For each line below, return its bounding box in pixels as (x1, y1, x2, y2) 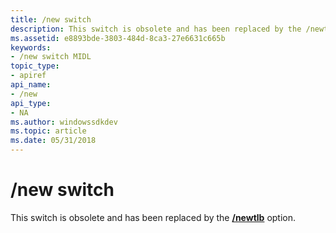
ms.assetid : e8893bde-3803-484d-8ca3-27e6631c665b (10, 33, 226, 43)
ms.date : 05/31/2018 (10, 136, 97, 146)
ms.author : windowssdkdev (10, 117, 118, 127)
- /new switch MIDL (10, 52, 92, 62)
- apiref (10, 71, 47, 81)
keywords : (10, 42, 52, 53)
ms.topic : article (10, 126, 87, 136)
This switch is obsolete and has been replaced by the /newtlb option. (10, 211, 297, 223)
